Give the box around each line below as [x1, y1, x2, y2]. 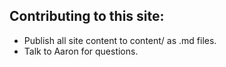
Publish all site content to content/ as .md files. [23, 34, 217, 46]
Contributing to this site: [9, 8, 165, 25]
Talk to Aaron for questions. [23, 45, 139, 57]
